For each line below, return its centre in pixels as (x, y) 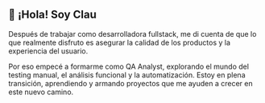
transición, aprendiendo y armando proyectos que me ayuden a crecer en (130, 83)
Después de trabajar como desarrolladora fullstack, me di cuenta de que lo (132, 34)
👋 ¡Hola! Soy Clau (52, 15)
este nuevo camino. (41, 92)
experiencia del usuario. (48, 51)
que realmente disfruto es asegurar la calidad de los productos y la (120, 42)
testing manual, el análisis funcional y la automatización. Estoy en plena (127, 75)
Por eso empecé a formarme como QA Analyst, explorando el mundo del (129, 66)
